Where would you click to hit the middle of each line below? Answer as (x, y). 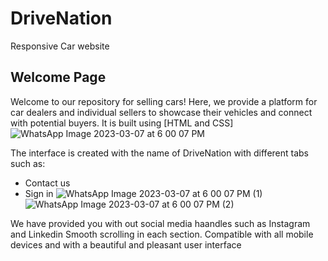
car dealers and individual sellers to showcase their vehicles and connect (161, 112)
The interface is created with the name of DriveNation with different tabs (160, 153)
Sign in (39, 193)
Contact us (47, 183)
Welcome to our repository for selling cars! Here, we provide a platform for (164, 101)
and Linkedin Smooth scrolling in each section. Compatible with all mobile (162, 234)
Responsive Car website (60, 46)
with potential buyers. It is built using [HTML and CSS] (122, 123)
